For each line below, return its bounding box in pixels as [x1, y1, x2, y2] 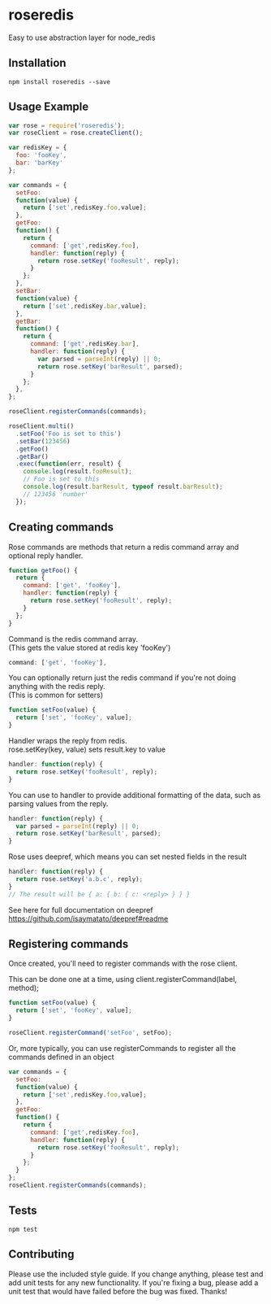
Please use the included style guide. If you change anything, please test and [8, 1269, 264, 1279]
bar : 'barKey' [15, 159, 63, 168]
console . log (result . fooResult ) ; [23, 468, 132, 476]
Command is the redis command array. [8, 634, 139, 643]
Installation [8, 56, 67, 70]
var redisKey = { [8, 144, 67, 152]
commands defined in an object [8, 1052, 114, 1062]
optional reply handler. [8, 551, 84, 560]
